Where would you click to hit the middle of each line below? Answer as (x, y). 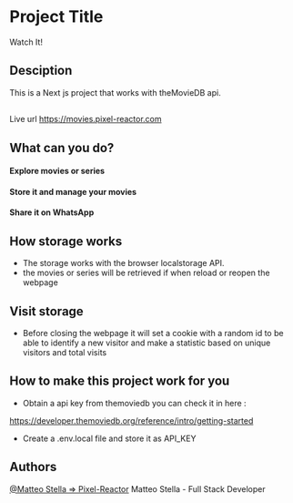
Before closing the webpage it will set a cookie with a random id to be (153, 333)
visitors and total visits (65, 352)
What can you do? (62, 148)
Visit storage (46, 311)
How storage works (66, 241)
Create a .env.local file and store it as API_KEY (109, 438)
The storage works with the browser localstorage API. (123, 263)
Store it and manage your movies (73, 191)
